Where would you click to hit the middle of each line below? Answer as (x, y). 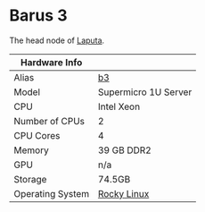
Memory (31, 150)
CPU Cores (37, 135)
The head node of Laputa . (57, 40)
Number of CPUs (49, 121)
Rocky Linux (123, 193)
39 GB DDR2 (124, 150)
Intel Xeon (119, 106)
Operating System (52, 193)
